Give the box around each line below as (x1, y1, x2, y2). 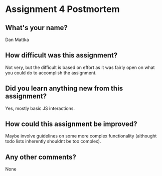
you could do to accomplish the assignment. (5, 69, 97, 75)
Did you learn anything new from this (5, 84, 123, 93)
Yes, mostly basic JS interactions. (5, 105, 75, 111)
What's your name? (5, 23, 68, 32)
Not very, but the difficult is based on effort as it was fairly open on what (5, 64, 155, 70)
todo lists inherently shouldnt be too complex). (5, 138, 101, 144)
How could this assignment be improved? (5, 120, 137, 128)
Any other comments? (5, 152, 76, 161)
